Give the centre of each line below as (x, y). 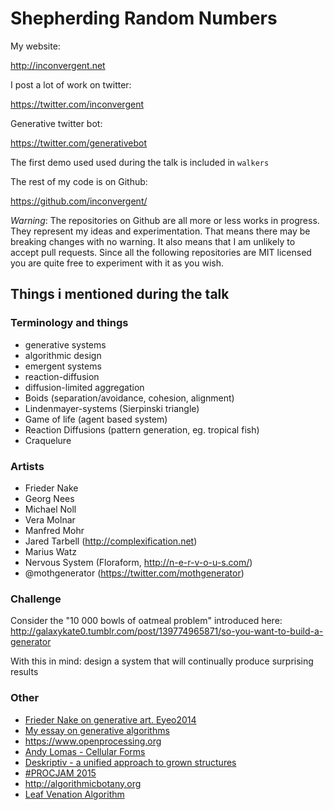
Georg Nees (49, 498)
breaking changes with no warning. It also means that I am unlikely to (153, 241)
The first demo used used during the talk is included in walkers (140, 162)
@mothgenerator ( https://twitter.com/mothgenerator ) (134, 573)
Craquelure (48, 440)
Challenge (36, 599)
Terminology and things (69, 323)
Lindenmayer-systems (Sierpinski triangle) (112, 408)
